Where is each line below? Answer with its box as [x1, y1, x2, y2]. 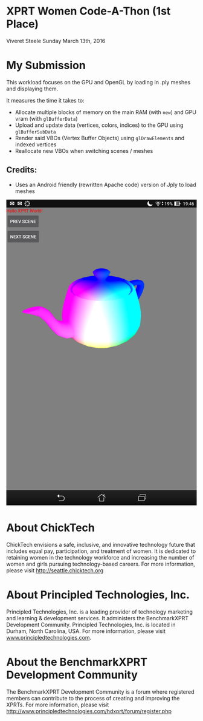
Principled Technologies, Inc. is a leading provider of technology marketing [6, 608, 193, 615]
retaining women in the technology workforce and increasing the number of [6, 554, 195, 561]
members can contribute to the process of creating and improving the [6, 694, 180, 702]
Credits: [6, 165, 37, 175]
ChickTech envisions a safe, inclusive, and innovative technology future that [6, 541, 195, 549]
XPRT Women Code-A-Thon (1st [6, 4, 171, 18]
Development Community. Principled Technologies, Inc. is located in [6, 621, 176, 628]
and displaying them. [6, 85, 59, 92]
